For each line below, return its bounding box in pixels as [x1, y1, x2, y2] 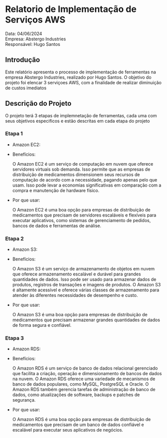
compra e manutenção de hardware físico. [12, 187, 99, 193]
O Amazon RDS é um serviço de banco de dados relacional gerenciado [12, 365, 158, 371]
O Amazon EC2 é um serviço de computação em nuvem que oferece [12, 161, 154, 167]
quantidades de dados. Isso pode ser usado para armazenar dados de [12, 276, 157, 282]
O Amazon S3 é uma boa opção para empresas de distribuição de [12, 312, 148, 318]
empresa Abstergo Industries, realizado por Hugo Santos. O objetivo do [5, 74, 152, 80]
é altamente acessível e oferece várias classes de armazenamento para [12, 287, 160, 293]
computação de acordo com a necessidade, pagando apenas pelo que [12, 177, 158, 183]
